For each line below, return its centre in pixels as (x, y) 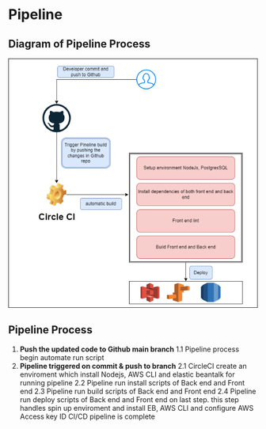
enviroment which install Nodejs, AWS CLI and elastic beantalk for (127, 374)
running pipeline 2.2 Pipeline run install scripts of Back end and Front (132, 382)
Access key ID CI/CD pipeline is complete (87, 416)
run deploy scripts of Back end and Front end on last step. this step (129, 399)
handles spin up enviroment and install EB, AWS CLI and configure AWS (137, 408)
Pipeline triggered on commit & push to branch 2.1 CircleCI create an (133, 366)
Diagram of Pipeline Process (80, 44)
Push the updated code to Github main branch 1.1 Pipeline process (129, 349)
